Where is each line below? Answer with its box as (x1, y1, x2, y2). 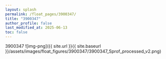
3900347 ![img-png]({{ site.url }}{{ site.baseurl (5, 43, 101, 49)
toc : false (5, 30, 28, 35)
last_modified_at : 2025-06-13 (5, 25, 68, 30)
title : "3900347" (5, 16, 41, 21)
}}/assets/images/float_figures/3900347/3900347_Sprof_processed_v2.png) (5, 48, 162, 54)
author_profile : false (5, 20, 52, 26)
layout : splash (5, 7, 37, 12)
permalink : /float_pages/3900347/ (5, 12, 77, 17)
